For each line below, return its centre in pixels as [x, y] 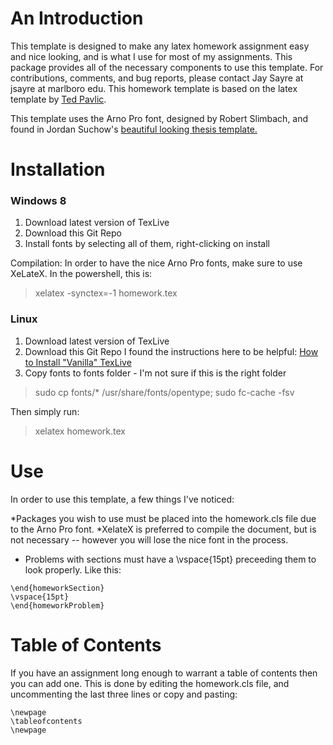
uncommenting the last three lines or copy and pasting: [124, 694]
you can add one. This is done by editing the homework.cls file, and [150, 683]
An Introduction [77, 18]
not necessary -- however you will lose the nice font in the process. [149, 539]
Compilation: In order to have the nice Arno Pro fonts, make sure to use [156, 263]
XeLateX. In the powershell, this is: [81, 274]
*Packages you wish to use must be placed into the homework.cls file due [163, 518]
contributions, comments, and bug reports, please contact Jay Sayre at [157, 78]
